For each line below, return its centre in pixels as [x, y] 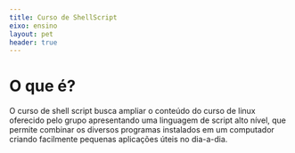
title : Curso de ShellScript [63, 17]
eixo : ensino [33, 26]
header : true [33, 42]
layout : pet [31, 34]
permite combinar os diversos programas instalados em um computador [142, 130]
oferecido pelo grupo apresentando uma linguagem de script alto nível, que [148, 120]
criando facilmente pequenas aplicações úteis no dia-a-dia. [119, 140]
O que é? [42, 86]
